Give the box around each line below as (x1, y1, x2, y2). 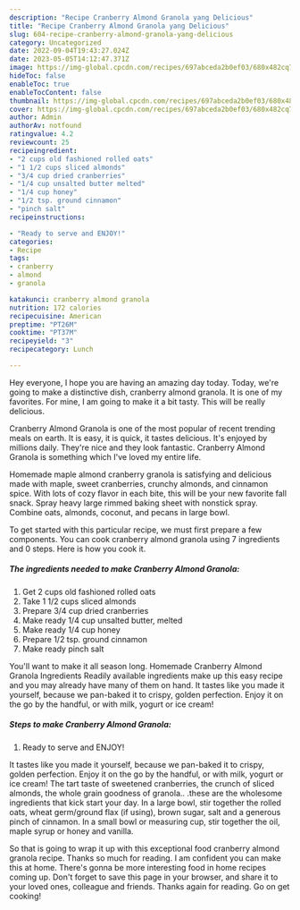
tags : (9, 254, 29, 263)
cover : (9, 105, 34, 114)
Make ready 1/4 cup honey (21, 624, 121, 635)
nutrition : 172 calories (9, 303, 102, 312)
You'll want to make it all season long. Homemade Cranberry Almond (9, 660, 262, 671)
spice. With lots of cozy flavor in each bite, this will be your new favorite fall (9, 488, 287, 498)
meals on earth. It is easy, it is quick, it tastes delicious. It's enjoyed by (9, 432, 268, 443)
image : (9, 64, 34, 72)
